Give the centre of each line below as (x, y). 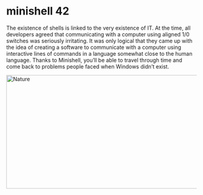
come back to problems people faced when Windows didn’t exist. (88, 66)
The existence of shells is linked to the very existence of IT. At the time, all (98, 28)
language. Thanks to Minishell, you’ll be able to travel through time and (94, 60)
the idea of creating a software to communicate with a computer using (94, 47)
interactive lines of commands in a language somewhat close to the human (99, 53)
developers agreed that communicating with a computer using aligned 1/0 (98, 34)
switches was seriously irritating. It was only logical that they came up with (99, 41)
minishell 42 (38, 11)
